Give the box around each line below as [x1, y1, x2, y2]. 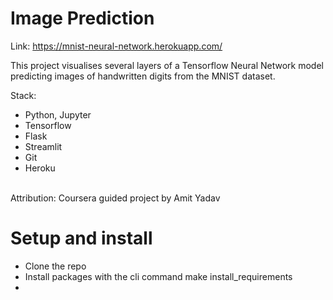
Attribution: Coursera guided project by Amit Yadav [10, 192, 221, 204]
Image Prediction [10, 7, 155, 30]
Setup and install [10, 227, 153, 250]
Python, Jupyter [24, 108, 92, 121]
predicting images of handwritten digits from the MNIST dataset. [10, 70, 276, 82]
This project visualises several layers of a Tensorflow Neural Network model [10, 59, 324, 71]
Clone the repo [24, 260, 87, 272]
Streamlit [24, 140, 63, 152]
